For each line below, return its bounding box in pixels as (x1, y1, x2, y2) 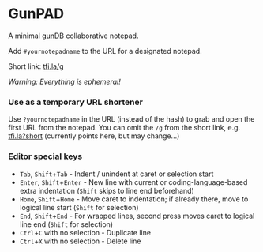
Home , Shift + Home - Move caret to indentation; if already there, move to (19, 194, 249, 204)
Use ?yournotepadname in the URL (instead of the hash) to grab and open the (8, 115, 255, 124)
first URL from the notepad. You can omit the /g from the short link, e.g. (8, 123, 241, 133)
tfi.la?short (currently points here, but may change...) (8, 131, 180, 141)
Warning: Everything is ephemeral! (8, 77, 121, 86)
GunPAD (8, 5, 65, 23)
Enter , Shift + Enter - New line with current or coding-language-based (19, 177, 248, 186)
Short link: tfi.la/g (8, 61, 65, 71)
